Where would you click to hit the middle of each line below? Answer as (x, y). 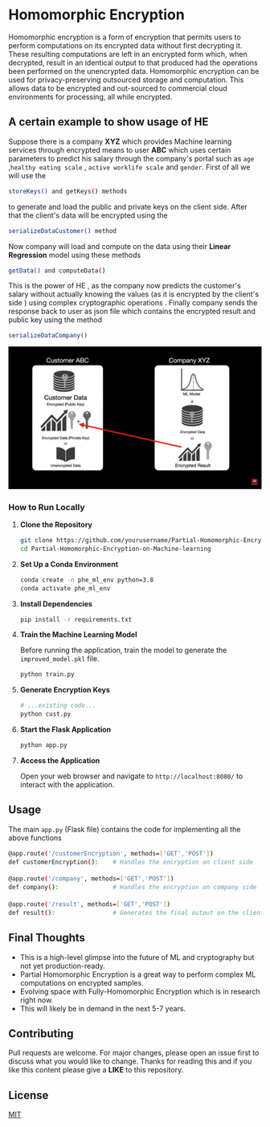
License (29, 1095)
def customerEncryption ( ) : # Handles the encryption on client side (131, 862)
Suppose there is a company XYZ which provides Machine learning (120, 141)
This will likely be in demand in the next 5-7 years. (103, 1008)
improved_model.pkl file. (59, 659)
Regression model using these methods (75, 255)
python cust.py (45, 714)
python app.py (43, 745)
